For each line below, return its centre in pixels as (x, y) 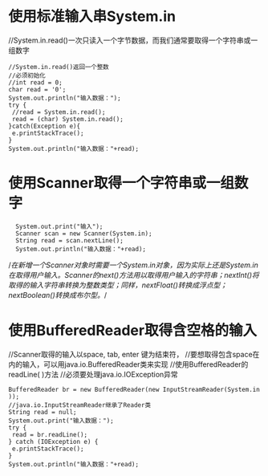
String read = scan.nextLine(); (70, 240)
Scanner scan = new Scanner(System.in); (84, 234)
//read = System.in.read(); (59, 112)
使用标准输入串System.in (92, 16)
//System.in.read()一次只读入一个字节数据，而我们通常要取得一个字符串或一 (133, 40)
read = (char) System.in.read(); (68, 119)
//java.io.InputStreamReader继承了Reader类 (79, 405)
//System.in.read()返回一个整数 (59, 67)
